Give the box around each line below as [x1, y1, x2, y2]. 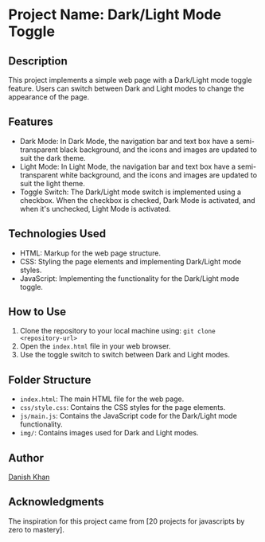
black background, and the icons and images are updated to [59, 145, 257, 154]
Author [8, 451, 44, 465]
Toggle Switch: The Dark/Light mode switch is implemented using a [19, 187, 241, 197]
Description [8, 54, 68, 68]
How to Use [8, 305, 67, 319]
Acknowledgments [8, 495, 105, 509]
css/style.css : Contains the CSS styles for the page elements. [19, 403, 226, 412]
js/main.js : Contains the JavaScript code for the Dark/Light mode [19, 411, 237, 421]
